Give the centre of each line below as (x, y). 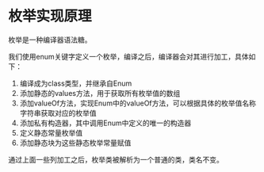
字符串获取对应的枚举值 (58, 113)
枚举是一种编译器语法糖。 (50, 40)
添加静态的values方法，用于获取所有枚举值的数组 (100, 93)
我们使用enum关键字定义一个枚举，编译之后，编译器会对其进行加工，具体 (128, 56)
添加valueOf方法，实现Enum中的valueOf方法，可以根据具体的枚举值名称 (138, 103)
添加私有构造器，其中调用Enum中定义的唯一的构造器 (105, 123)
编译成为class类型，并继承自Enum (76, 83)
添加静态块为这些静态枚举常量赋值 (75, 143)
